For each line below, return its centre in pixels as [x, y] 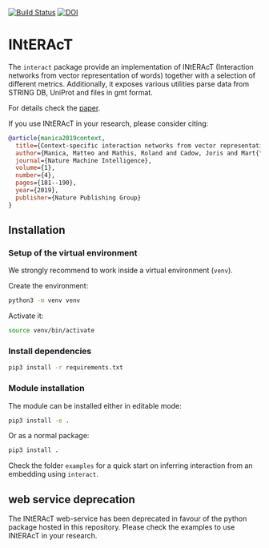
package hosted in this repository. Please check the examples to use [122, 527]
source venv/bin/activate [51, 331]
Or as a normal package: [49, 436]
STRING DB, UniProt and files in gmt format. [81, 92]
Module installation [47, 389]
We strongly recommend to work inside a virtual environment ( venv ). [121, 270]
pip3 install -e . [39, 421]
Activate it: [26, 316]
